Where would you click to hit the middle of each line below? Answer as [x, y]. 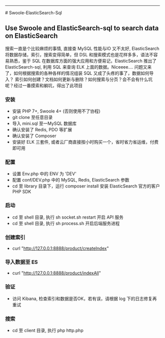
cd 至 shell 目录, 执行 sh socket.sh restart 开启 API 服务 [68, 217]
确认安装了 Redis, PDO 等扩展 [42, 130]
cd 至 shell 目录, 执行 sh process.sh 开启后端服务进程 [66, 223]
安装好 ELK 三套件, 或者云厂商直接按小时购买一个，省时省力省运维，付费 [85, 142]
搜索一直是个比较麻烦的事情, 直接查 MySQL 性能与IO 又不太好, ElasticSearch [82, 48]
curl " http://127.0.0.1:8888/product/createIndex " [60, 248]
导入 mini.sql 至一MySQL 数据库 [44, 123]
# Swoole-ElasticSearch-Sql [34, 13]
